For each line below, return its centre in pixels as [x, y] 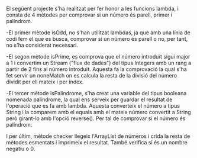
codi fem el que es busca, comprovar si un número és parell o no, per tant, [97, 39]
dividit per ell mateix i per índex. [45, 82]
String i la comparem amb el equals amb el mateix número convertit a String [98, 112]
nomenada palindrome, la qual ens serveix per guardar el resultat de [89, 99]
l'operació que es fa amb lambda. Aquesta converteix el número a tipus [93, 106]
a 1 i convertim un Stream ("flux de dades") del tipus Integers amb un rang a [99, 63]
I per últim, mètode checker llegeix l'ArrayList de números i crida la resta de [98, 136]
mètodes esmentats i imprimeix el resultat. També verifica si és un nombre [97, 142]
